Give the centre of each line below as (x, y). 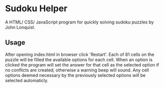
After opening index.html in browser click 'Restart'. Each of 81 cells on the (80, 54)
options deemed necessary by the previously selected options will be (75, 75)
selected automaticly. (27, 80)
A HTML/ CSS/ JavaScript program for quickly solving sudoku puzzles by (80, 22)
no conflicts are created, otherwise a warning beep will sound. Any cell (77, 70)
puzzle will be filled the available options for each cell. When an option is (79, 60)
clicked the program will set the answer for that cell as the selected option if (82, 65)
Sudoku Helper (36, 9)
